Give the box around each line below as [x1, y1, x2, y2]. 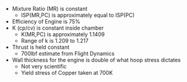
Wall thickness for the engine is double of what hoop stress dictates [11, 57, 181, 63]
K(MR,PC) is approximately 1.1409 [21, 31, 105, 38]
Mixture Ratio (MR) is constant [11, 5, 87, 12]
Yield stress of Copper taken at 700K [21, 69, 113, 76]
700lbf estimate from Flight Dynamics [21, 50, 115, 57]
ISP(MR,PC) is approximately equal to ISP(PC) [21, 11, 135, 19]
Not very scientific [21, 63, 67, 70]
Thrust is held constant [11, 43, 70, 51]
